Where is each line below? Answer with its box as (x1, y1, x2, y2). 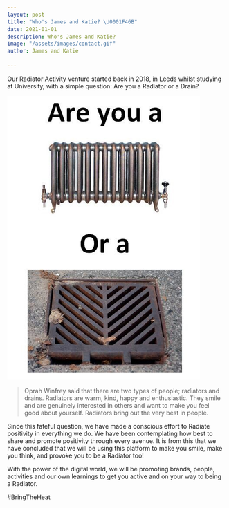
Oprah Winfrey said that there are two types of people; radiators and (24, 386, 220, 395)
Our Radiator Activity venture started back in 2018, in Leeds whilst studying (7, 75, 222, 83)
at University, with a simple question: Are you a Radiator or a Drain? (7, 82, 199, 90)
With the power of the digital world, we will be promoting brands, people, (7, 464, 215, 473)
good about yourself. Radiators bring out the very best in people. (24, 408, 209, 417)
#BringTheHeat (7, 493, 51, 501)
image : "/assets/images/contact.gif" (7, 40, 116, 48)
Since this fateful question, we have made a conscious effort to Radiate (7, 422, 210, 430)
